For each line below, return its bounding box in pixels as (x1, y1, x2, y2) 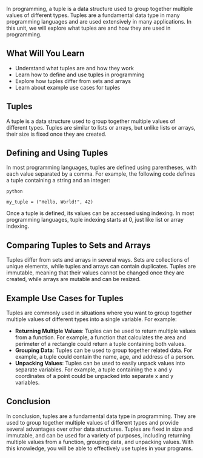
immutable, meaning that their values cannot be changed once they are (6, 269, 185, 276)
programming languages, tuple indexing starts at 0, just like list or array (6, 216, 184, 224)
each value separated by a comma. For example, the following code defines (6, 170, 196, 178)
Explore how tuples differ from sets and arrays (15, 77, 131, 84)
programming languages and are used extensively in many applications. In (6, 18, 192, 25)
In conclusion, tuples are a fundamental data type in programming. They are (6, 412, 196, 420)
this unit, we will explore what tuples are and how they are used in (6, 24, 171, 32)
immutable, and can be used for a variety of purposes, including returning (6, 431, 191, 439)
